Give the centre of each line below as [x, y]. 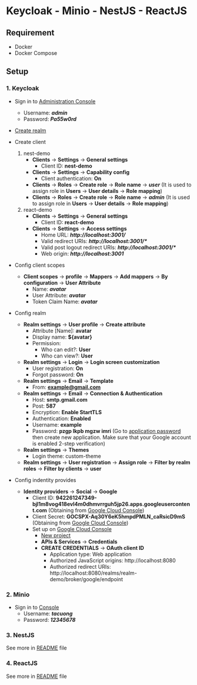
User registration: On [58, 368]
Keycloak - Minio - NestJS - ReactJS [96, 11]
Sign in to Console [37, 607]
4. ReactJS [22, 663]
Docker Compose [36, 53]
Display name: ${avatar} [62, 337]
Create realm [30, 130]
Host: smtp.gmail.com [60, 399]
